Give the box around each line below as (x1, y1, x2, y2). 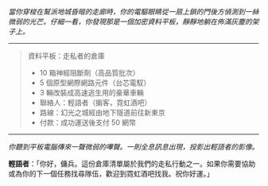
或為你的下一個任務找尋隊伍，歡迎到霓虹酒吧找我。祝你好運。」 (8, 169, 214, 178)
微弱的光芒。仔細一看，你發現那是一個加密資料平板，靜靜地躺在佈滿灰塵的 (8, 17, 252, 26)
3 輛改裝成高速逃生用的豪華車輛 (39, 88, 145, 97)
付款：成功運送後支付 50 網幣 (39, 118, 137, 127)
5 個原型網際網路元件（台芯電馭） (39, 78, 151, 87)
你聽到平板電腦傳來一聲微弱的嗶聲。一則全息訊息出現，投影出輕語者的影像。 (8, 142, 259, 151)
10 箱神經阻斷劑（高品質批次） (39, 68, 141, 77)
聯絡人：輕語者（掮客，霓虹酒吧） (39, 98, 152, 107)
